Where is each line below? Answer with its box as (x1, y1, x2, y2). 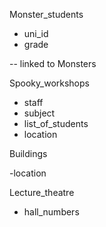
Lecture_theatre (9, 187, 75, 198)
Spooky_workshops (9, 77, 90, 89)
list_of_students (23, 118, 89, 129)
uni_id (23, 28, 49, 39)
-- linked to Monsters (9, 58, 97, 69)
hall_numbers (23, 206, 80, 218)
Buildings (9, 148, 48, 159)
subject (23, 107, 56, 119)
